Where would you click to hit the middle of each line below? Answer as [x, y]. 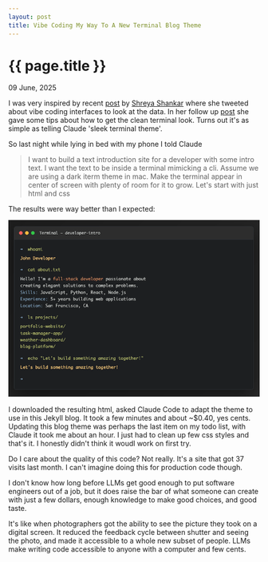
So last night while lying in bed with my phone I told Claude [105, 144]
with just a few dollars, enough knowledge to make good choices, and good [133, 500]
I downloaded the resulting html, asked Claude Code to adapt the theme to [131, 409]
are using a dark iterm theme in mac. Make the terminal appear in [135, 176]
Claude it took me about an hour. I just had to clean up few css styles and [129, 434]
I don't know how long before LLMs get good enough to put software [122, 482]
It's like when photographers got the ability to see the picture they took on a [133, 524]
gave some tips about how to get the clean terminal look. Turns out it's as [129, 121]
